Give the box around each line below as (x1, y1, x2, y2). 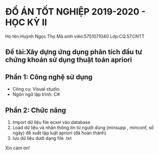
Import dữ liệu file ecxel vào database (12, 119, 90, 125)
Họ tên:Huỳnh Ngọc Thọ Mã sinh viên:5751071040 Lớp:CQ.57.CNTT (5, 33, 144, 39)
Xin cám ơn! (5, 144, 30, 151)
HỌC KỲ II (5, 17, 47, 28)
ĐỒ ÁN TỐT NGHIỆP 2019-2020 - (5, 6, 146, 18)
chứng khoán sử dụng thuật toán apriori (5, 56, 132, 64)
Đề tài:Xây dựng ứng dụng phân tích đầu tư (5, 48, 142, 56)
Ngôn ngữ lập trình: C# (12, 91, 60, 97)
